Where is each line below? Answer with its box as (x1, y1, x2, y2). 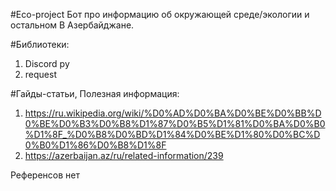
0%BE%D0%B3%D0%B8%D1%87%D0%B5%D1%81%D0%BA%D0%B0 (24, 118, 326, 129)
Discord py (24, 58, 70, 69)
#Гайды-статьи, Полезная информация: (10, 88, 180, 99)
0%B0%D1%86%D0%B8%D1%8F (24, 139, 167, 151)
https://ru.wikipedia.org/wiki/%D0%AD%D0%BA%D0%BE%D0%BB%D (24, 107, 322, 119)
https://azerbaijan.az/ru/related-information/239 (24, 150, 224, 161)
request (24, 69, 57, 80)
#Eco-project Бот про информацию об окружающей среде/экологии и (10, 9, 310, 20)
